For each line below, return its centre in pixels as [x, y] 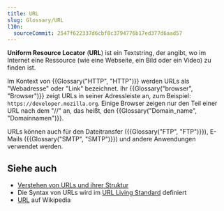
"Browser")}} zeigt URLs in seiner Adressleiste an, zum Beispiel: [99, 96]
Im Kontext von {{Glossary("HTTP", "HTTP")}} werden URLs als [98, 81]
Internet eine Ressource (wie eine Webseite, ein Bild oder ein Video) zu [109, 61]
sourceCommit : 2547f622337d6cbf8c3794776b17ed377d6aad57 [98, 33]
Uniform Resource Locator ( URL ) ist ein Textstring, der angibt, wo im [107, 53]
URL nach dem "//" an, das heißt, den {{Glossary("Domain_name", [102, 111]
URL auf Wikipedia [44, 200]
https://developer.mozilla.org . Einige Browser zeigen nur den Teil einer [112, 103]
